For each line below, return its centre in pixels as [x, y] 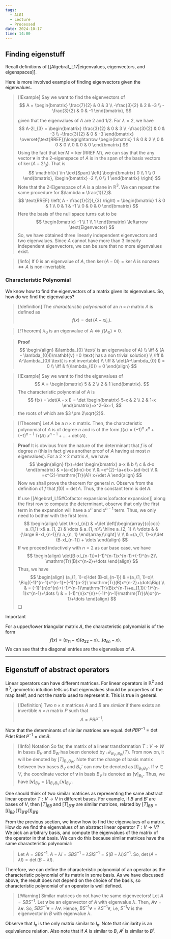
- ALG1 [17, 15]
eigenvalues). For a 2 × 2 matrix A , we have [63, 456]
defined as [29, 312]
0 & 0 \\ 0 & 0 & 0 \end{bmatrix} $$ [92, 145]
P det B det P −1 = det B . [28, 736]
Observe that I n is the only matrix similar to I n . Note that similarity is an [79, 924]
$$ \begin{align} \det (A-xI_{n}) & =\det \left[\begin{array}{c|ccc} [92, 524]
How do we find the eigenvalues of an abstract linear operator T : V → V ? [82, 827]
